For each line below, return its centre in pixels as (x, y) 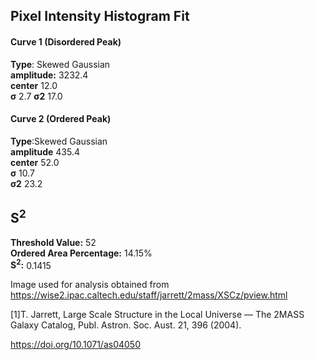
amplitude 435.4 (45, 151)
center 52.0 (35, 162)
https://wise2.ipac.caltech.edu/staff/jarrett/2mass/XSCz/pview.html (149, 295)
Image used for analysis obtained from (90, 285)
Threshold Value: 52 (53, 242)
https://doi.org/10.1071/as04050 (75, 345)
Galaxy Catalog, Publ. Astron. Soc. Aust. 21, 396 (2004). (126, 325)
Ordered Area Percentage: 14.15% (81, 253)
